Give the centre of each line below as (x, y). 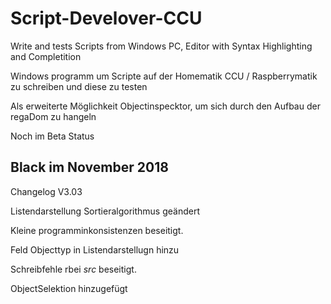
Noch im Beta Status (52, 136)
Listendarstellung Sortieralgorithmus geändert (105, 211)
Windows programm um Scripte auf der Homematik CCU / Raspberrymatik (164, 76)
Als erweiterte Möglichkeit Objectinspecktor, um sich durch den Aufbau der (165, 106)
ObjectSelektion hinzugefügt (69, 288)
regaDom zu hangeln (53, 116)
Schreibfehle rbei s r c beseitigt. (73, 269)
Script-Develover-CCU (106, 18)
